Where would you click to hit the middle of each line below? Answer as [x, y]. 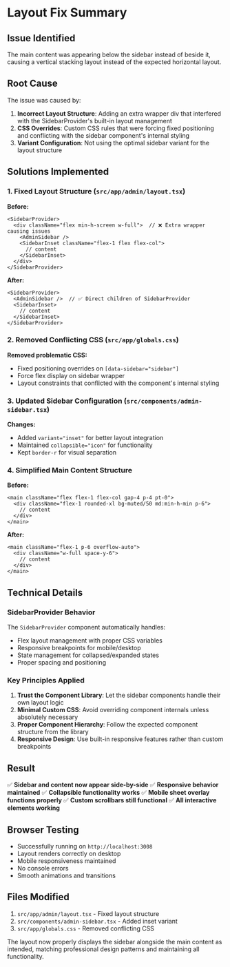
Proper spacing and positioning [62, 663]
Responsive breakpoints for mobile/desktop [79, 648]
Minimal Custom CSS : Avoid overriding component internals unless [113, 710]
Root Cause [33, 84]
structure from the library [53, 732]
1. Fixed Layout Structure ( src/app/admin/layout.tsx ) [96, 191]
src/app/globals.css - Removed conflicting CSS [86, 928]
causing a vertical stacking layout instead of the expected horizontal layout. [114, 62]
